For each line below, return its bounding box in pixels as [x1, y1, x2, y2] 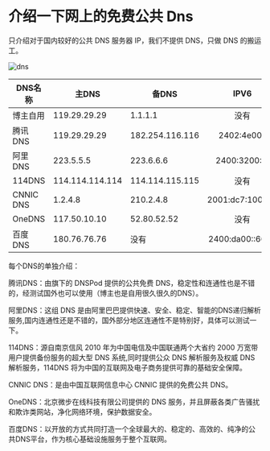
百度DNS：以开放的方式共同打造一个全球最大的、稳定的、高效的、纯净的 [8, 424, 249, 433]
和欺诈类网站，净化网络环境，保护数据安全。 [8, 407, 157, 416]
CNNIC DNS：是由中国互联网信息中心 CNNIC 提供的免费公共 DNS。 [8, 379, 233, 389]
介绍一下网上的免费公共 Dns [8, 7, 194, 26]
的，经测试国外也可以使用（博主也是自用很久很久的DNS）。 [8, 288, 203, 298]
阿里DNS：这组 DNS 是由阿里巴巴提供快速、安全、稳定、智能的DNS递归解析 [8, 305, 261, 315]
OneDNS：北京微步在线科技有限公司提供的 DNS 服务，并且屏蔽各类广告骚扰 [8, 396, 260, 407]
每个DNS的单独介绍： [8, 261, 80, 271]
